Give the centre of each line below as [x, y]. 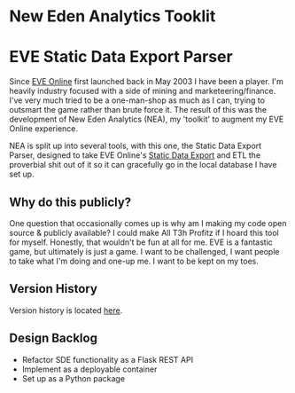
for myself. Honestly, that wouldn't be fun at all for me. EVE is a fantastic [141, 242]
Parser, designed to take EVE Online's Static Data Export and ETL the [135, 155]
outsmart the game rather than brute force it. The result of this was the [138, 110]
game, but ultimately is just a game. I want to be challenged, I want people [144, 251]
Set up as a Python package [74, 378]
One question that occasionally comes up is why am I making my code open [148, 223]
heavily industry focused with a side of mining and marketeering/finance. [143, 91]
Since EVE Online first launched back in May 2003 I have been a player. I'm [146, 82]
